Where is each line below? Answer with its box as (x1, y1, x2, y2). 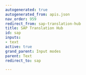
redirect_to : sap (5, 58, 41, 63)
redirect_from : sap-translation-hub (5, 21, 81, 26)
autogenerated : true (5, 7, 48, 12)
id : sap (5, 30, 21, 35)
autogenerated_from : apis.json (5, 12, 70, 17)
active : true (5, 44, 32, 49)
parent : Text (5, 53, 32, 59)
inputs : (5, 35, 21, 40)
